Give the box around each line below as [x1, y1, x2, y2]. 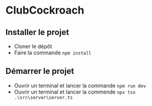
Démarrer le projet [5, 66, 75, 76]
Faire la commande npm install [14, 49, 92, 56]
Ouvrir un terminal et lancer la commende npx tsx [14, 88, 136, 95]
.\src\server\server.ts [14, 94, 73, 101]
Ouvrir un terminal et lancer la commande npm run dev [14, 82, 146, 89]
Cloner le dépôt [14, 43, 53, 50]
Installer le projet [5, 27, 69, 37]
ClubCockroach [5, 4, 85, 17]
